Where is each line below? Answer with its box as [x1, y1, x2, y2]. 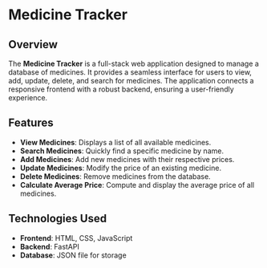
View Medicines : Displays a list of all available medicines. [19, 137, 212, 147]
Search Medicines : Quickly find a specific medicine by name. [19, 146, 225, 156]
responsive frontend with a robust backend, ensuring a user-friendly [8, 84, 234, 94]
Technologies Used [8, 212, 107, 225]
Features [8, 116, 54, 130]
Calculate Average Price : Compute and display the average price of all [19, 180, 255, 189]
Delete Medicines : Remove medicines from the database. [19, 171, 211, 181]
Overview [8, 38, 59, 51]
